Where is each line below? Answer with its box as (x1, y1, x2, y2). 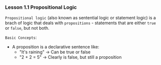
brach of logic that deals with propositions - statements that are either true (5, 20, 156, 26)
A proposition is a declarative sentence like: (12, 44, 99, 50)
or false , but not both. (5, 25, 49, 31)
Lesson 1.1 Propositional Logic (5, 4, 77, 11)
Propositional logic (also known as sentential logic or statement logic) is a (5, 15, 156, 21)
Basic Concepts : (5, 34, 37, 40)
